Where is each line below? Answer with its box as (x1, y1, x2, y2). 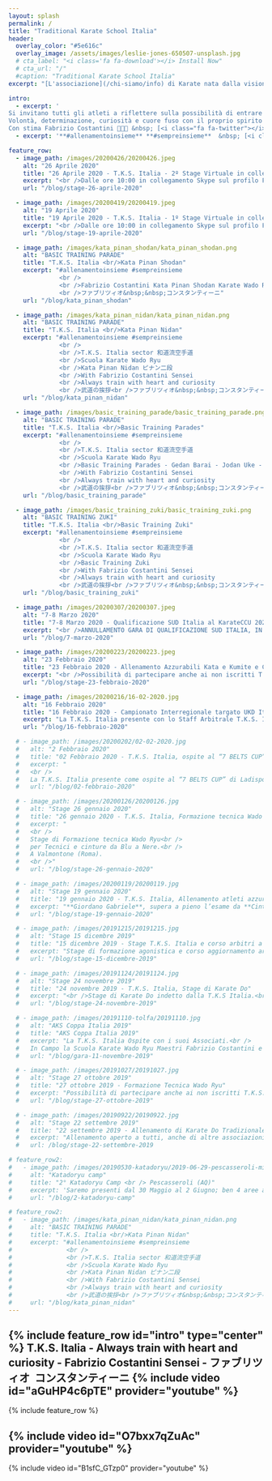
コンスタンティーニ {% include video (34, 1371, 220, 1385)
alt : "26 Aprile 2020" (23, 161, 100, 170)
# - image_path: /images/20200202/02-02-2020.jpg (15, 738, 186, 746)
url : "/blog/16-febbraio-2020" (23, 723, 129, 732)
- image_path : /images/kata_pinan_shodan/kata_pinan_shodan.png (15, 244, 237, 252)
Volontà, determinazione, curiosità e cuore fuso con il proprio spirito (8, 117, 263, 126)
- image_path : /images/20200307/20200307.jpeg (15, 604, 176, 612)
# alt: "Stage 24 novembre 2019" (15, 977, 136, 985)
